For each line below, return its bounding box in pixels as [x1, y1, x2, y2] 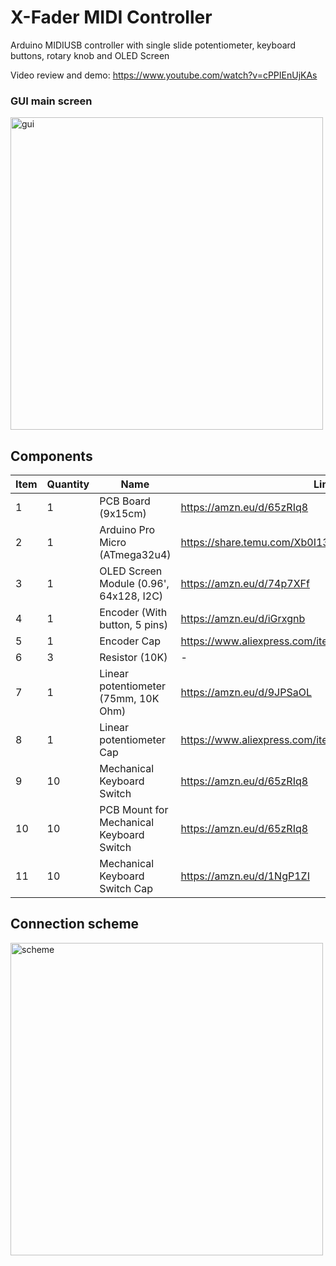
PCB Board [99, 494, 151, 508]
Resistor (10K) [99, 651, 168, 665]
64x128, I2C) [99, 589, 164, 603]
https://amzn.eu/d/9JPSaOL [180, 686, 312, 700]
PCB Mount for [99, 803, 169, 817]
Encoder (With [99, 606, 168, 620]
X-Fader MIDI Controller [10, 6, 213, 29]
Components [10, 447, 93, 465]
